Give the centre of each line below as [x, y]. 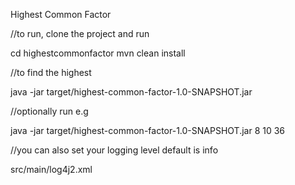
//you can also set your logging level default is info [114, 150]
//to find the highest [51, 72]
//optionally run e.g [49, 111]
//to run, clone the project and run [80, 33]
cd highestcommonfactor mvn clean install [98, 53]
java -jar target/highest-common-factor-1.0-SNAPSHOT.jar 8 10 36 [148, 130]
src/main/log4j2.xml [51, 169]
